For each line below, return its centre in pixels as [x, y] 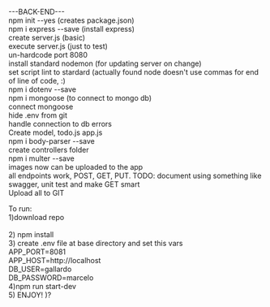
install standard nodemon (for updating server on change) [105, 63]
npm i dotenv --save [43, 89]
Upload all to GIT [36, 193]
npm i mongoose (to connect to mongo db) [80, 98]
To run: [20, 209]
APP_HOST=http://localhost [55, 260]
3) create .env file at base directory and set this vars [96, 243]
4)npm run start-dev [43, 286]
